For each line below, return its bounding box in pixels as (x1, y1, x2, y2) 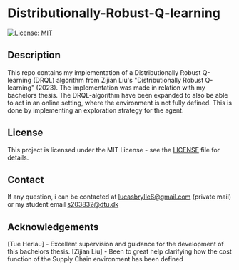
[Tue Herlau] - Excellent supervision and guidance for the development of (7, 240, 225, 249)
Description (7, 49, 61, 61)
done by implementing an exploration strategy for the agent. (7, 105, 184, 115)
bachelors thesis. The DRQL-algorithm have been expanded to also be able (7, 90, 228, 99)
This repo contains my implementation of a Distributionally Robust (7, 68, 201, 76)
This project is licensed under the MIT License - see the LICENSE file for (7, 145, 220, 154)
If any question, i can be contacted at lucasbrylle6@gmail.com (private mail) (7, 192, 232, 201)
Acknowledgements (7, 221, 99, 233)
